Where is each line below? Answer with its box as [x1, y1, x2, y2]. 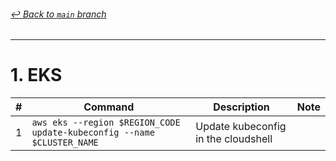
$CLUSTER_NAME [31, 137, 99, 149]
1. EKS [10, 64, 63, 87]
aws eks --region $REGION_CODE [31, 117, 181, 129]
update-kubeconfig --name [31, 127, 155, 139]
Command [83, 100, 135, 114]
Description [213, 100, 270, 114]
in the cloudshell [195, 132, 273, 146]
